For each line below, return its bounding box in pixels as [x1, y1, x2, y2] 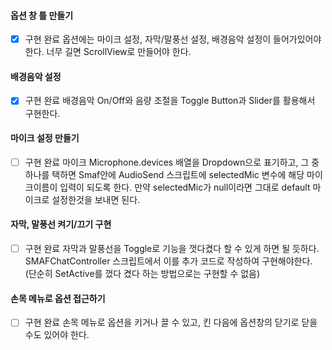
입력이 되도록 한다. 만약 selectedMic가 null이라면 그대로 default [59, 181, 311, 193]
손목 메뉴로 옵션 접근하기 [10, 292, 106, 304]
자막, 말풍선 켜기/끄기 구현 [10, 218, 112, 230]
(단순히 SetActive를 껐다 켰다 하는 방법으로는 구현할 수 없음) [24, 268, 261, 280]
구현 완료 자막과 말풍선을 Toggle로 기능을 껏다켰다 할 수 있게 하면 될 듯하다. [24, 243, 320, 254]
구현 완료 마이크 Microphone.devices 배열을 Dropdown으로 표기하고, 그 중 [24, 156, 320, 168]
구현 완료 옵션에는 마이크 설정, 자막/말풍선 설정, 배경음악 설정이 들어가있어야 [24, 33, 322, 45]
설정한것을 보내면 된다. [51, 193, 141, 205]
